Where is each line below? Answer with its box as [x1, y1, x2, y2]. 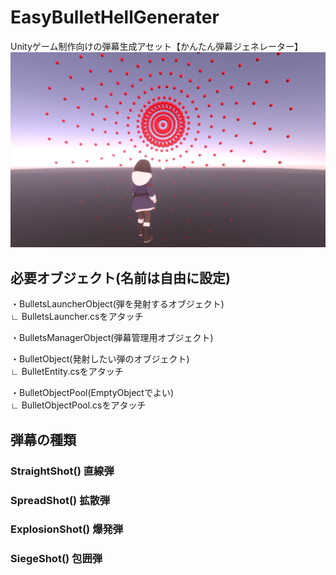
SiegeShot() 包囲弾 [10, 552, 103, 566]
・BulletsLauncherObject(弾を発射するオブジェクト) [10, 298, 225, 310]
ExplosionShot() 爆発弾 [10, 522, 124, 536]
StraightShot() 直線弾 [10, 464, 115, 478]
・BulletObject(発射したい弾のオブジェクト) [10, 353, 190, 365]
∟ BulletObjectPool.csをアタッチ [10, 399, 147, 411]
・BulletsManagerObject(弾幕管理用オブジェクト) [10, 332, 214, 344]
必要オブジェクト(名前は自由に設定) [10, 269, 231, 286]
